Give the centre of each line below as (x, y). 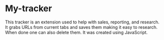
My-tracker (29, 9)
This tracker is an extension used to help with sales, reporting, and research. (82, 22)
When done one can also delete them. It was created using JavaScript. (76, 32)
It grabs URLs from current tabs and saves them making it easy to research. (81, 27)
